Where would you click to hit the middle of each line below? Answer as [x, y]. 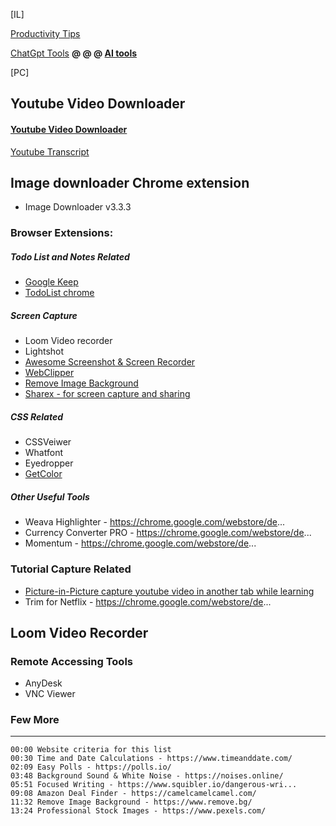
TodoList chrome [59, 293]
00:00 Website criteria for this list [91, 750]
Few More [35, 720]
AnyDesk [43, 683]
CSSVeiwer [48, 442]
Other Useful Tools [50, 496]
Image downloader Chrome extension [130, 182]
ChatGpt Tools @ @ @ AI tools [74, 53]
